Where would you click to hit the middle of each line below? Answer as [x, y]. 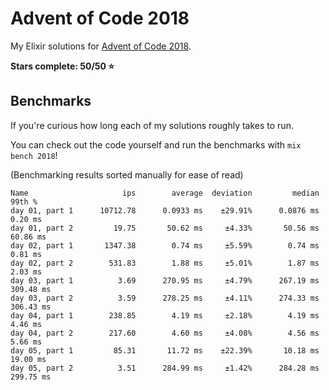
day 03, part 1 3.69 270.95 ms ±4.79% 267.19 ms [165, 280]
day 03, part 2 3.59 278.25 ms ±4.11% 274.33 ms [165, 298]
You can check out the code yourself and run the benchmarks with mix [156, 144]
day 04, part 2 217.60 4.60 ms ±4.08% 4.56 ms [165, 333]
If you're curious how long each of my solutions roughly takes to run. [152, 125]
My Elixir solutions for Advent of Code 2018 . [101, 46]
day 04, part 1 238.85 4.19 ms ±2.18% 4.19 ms [165, 315]
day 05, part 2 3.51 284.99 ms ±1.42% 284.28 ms [165, 368]
